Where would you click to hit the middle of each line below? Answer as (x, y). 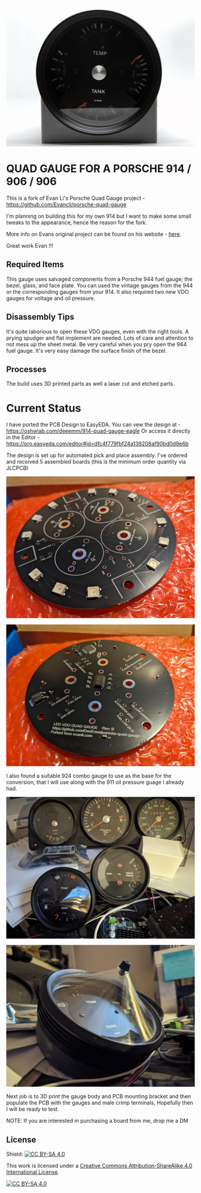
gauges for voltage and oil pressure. (51, 298)
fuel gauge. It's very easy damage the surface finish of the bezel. (87, 350)
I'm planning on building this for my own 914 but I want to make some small (99, 216)
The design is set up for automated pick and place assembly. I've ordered (97, 455)
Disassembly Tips (40, 317)
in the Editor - (23, 437)
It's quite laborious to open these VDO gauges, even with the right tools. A (98, 331)
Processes (26, 369)
